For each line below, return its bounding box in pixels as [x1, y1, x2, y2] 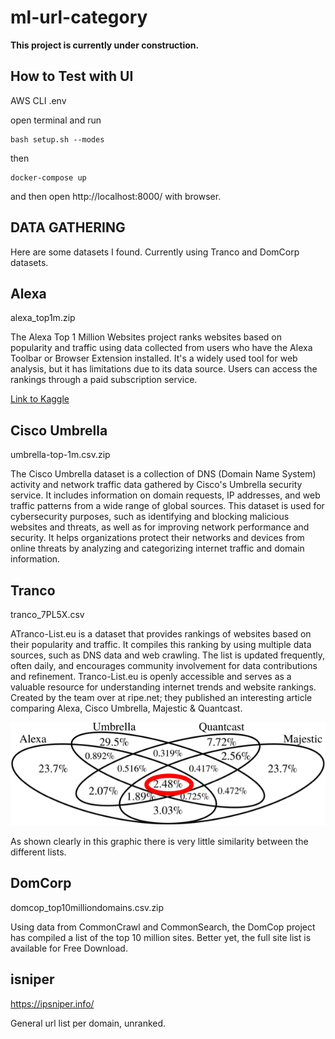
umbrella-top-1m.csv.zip [10, 449, 111, 461]
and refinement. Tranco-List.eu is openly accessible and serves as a [10, 671, 292, 682]
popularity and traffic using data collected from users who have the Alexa [10, 342, 313, 354]
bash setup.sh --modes [10, 134, 105, 145]
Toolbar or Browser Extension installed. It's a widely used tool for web [10, 352, 298, 365]
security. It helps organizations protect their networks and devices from [10, 532, 305, 544]
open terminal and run [10, 114, 102, 126]
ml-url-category [10, 6, 148, 29]
